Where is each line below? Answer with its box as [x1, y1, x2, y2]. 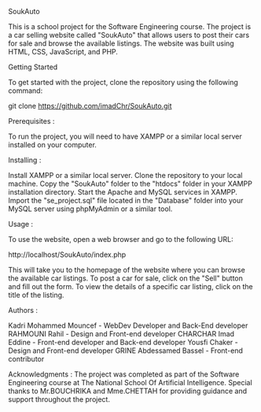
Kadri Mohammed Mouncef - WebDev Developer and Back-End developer [8, 321, 248, 330]
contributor [8, 354, 45, 363]
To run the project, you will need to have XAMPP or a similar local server [8, 132, 242, 141]
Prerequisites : [8, 117, 55, 125]
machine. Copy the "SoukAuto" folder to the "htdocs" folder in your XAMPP [8, 179, 253, 188]
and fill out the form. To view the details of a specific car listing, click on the [8, 282, 253, 291]
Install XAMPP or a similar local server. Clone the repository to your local [8, 171, 243, 180]
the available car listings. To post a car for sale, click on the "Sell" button [8, 273, 244, 283]
